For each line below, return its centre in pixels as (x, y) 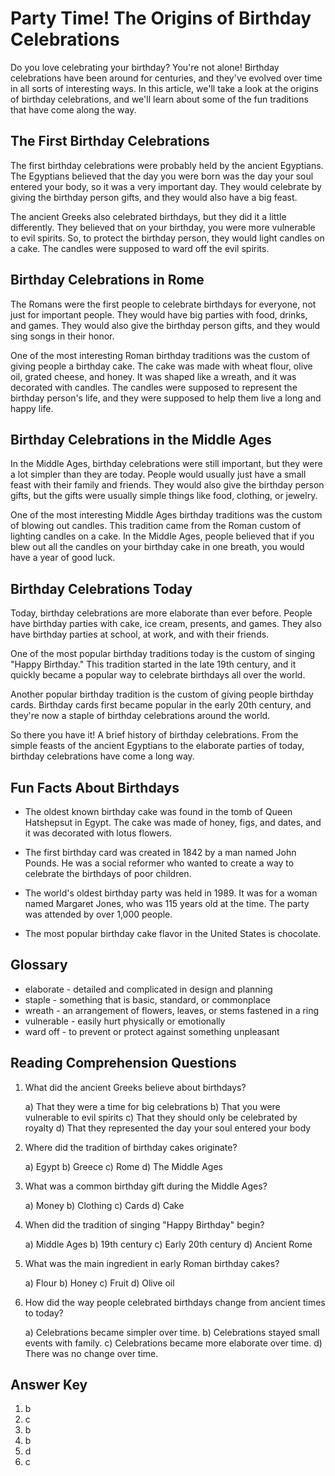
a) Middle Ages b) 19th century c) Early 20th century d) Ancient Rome (168, 1244)
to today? (44, 1313)
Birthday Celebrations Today (101, 588)
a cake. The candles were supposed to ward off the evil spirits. (140, 248)
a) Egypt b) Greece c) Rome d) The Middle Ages (123, 1166)
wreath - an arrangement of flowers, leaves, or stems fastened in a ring (172, 1010)
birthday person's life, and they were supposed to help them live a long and (166, 398)
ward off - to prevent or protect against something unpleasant (152, 1031)
